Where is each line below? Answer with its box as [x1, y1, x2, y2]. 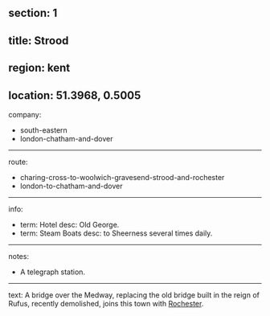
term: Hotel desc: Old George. [19, 220, 120, 229]
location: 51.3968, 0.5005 [8, 88, 141, 102]
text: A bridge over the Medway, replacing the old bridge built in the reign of [8, 289, 260, 300]
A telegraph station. [19, 267, 86, 277]
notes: [8, 251, 30, 261]
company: [8, 109, 42, 119]
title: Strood [8, 34, 69, 47]
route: [8, 157, 28, 166]
